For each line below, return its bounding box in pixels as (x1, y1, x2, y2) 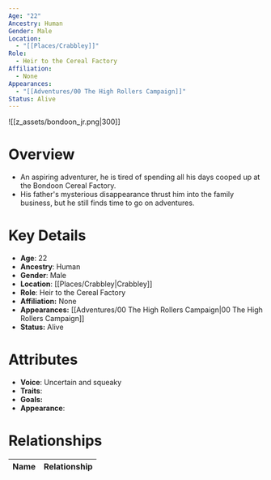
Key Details (8, 226, 87, 245)
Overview (8, 145, 75, 164)
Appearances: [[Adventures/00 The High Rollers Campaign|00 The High (19, 305, 263, 315)
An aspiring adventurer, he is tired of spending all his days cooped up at (19, 172, 260, 182)
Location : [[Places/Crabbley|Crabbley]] (19, 279, 153, 289)
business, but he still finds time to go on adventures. (19, 198, 195, 208)
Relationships (8, 431, 103, 450)
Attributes (8, 350, 78, 369)
